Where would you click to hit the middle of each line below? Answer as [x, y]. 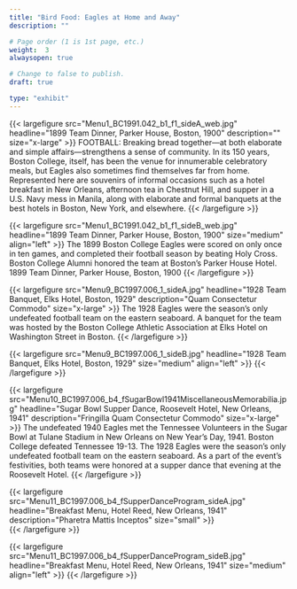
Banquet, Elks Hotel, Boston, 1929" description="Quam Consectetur [133, 298]
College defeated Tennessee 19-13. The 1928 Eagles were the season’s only [148, 446]
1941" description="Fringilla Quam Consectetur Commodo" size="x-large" [144, 418]
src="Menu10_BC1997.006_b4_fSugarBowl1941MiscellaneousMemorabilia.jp [148, 399]
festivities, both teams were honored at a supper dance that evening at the [145, 465]
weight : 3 [29, 50]
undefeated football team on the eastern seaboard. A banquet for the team [145, 318]
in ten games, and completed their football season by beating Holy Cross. [143, 253]
